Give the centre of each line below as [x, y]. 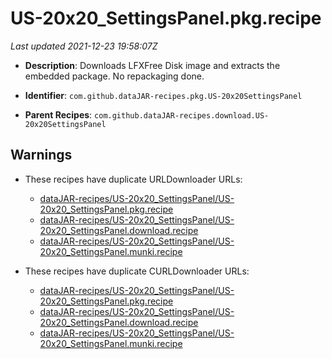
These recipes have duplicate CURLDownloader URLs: [137, 271]
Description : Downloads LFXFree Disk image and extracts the [152, 65]
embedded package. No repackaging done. [114, 76]
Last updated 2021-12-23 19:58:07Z [84, 46]
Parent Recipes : [58, 114]
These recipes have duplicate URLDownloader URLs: [133, 179]
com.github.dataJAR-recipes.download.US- [182, 115]
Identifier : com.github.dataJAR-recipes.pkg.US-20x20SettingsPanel [163, 95]
